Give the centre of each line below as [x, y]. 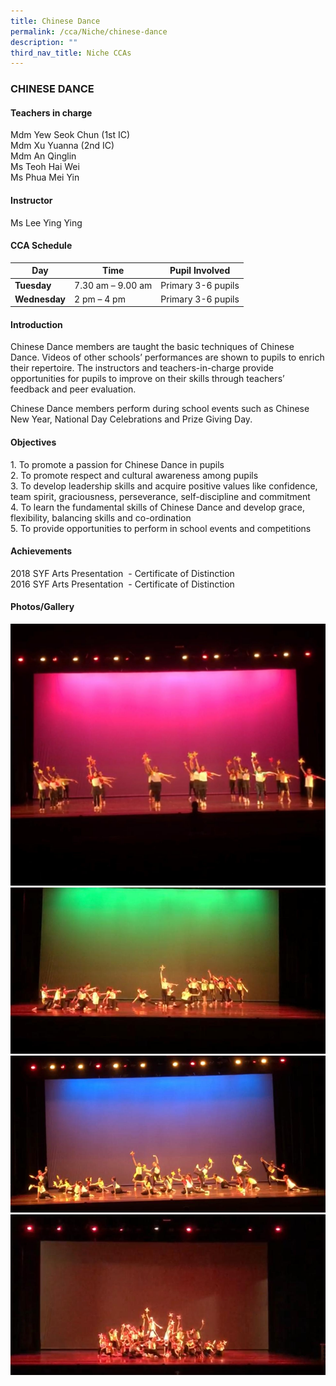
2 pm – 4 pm [100, 299]
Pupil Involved [200, 271]
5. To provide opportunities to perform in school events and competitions [161, 528]
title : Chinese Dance [55, 21]
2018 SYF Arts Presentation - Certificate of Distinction [122, 573]
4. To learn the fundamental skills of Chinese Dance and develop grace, [158, 507]
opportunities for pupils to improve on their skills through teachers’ [147, 379]
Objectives [33, 442]
